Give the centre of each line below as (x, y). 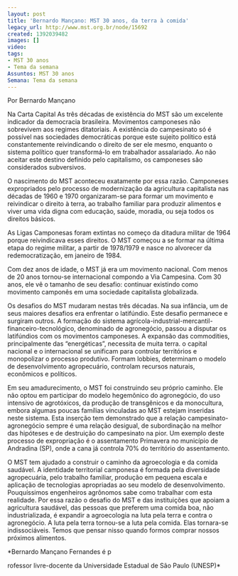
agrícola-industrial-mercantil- (170, 321)
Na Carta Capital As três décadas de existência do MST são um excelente (115, 114)
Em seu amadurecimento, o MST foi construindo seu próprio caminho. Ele (115, 388)
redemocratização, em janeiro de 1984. (65, 256)
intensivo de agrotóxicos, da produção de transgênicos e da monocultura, (115, 403)
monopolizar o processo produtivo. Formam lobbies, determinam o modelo (117, 359)
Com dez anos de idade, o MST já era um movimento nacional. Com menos (118, 269)
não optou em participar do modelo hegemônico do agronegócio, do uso (114, 396)
